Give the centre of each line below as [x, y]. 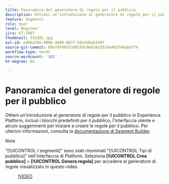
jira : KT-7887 [20, 33]
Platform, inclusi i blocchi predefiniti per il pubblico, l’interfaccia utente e [80, 121]
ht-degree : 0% [20, 61]
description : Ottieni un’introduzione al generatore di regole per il [81, 15]
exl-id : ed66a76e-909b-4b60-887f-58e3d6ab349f [55, 43]
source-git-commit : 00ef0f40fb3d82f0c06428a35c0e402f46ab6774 [72, 47]
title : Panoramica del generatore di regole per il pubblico [71, 10]
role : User [17, 24]
